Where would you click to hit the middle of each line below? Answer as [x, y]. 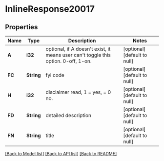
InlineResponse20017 [50, 9]
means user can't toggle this [78, 55]
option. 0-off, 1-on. [69, 61]
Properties [21, 27]
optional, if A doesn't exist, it [78, 49]
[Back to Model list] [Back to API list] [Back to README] [61, 154]
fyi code [55, 75]
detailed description [69, 115]
